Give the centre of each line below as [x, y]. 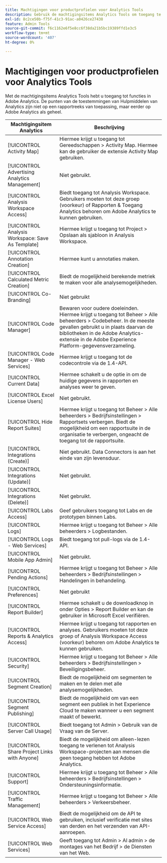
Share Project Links [30, 752]
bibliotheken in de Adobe [88, 333]
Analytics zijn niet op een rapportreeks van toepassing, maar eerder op [78, 106]
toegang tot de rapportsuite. [92, 440]
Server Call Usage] [30, 731]
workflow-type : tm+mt [28, 33]
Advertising [21, 172]
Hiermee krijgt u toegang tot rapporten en [108, 624]
